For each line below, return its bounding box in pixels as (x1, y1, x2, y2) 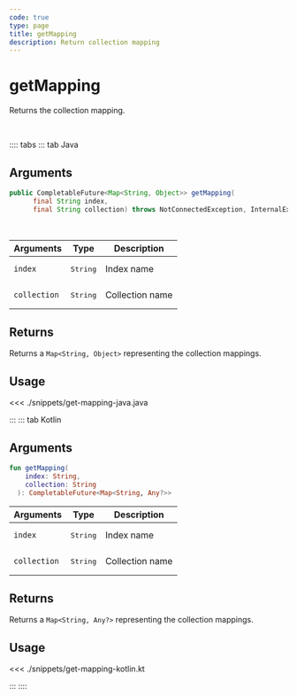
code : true (9, 12, 49, 22)
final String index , (32, 197, 109, 205)
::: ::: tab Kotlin (9, 414, 62, 425)
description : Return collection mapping (9, 37, 161, 47)
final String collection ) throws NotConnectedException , (32, 205, 247, 213)
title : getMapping (9, 29, 77, 38)
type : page (9, 21, 49, 30)
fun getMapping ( (9, 464, 69, 473)
